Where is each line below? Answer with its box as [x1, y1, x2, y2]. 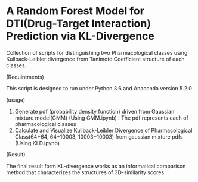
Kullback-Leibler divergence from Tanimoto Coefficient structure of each [6, 55, 185, 62]
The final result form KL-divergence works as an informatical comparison [6, 162, 186, 170]
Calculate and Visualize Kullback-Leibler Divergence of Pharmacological [14, 127, 193, 134]
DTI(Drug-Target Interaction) [6, 17, 151, 30]
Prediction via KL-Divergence [6, 30, 155, 43]
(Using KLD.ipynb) [14, 139, 60, 146]
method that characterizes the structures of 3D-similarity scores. [6, 168, 166, 176]
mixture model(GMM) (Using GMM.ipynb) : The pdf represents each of [14, 114, 189, 121]
